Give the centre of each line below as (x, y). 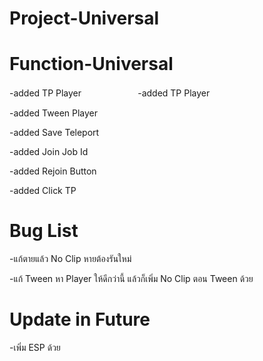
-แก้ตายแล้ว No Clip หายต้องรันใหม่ (70, 259)
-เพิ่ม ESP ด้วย (35, 347)
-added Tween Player (54, 113)
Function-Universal (91, 64)
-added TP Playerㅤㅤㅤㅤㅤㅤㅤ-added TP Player (110, 93)
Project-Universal (84, 18)
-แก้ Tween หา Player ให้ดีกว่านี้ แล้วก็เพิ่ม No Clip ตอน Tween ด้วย (131, 279)
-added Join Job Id (49, 152)
